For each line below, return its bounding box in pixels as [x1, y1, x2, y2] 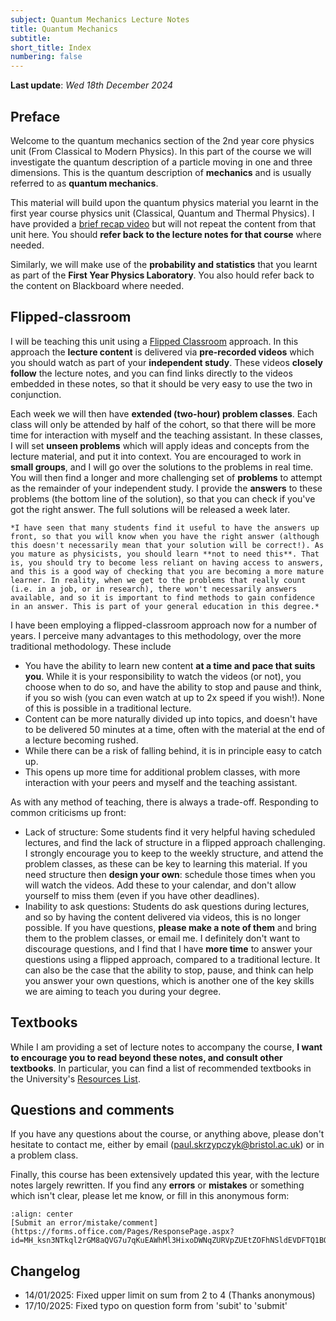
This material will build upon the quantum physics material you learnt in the [10, 196, 319, 208]
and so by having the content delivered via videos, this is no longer [24, 911, 302, 923]
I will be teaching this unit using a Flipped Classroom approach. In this [10, 335, 299, 347]
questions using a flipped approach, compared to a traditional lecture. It [24, 953, 321, 965]
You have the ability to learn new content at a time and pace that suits [24, 659, 316, 671]
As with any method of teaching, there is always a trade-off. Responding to [10, 796, 319, 808]
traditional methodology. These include [10, 640, 172, 652]
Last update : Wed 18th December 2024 [10, 79, 174, 91]
